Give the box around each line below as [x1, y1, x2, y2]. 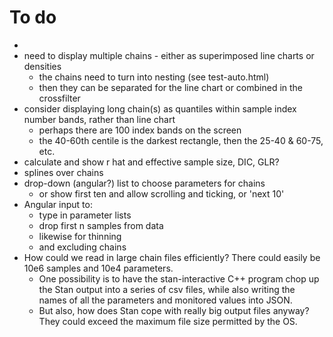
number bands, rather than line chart [23, 113, 176, 125]
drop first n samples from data [38, 219, 164, 231]
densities [23, 60, 62, 72]
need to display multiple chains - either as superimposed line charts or [23, 49, 315, 61]
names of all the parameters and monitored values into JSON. [38, 294, 293, 306]
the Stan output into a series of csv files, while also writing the [38, 283, 296, 295]
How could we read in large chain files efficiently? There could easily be [23, 251, 321, 263]
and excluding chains [38, 241, 127, 253]
